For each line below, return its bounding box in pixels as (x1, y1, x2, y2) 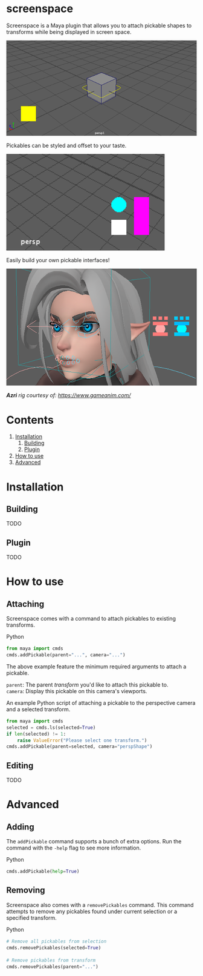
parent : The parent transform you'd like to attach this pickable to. (6, 681, 169, 688)
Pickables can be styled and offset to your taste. (6, 142, 127, 149)
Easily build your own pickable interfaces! (6, 256, 110, 263)
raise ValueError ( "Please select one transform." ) (17, 737, 147, 744)
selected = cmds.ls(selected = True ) (6, 724, 96, 731)
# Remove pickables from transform (6, 957, 96, 964)
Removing (6, 885, 45, 895)
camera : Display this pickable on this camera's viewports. (6, 687, 147, 694)
